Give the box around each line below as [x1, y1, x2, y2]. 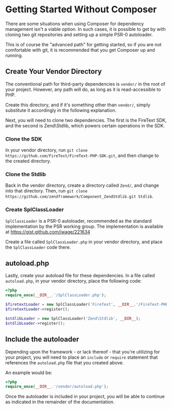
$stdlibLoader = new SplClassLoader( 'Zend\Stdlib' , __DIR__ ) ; [5, 316, 141, 321]
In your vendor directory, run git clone [5, 147, 88, 153]
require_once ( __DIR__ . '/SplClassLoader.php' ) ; [5, 293, 106, 298]
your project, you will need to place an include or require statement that [5, 354, 158, 360]
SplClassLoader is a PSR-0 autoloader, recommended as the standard [5, 218, 152, 224]
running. [5, 52, 23, 59]
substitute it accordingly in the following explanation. [5, 107, 117, 113]
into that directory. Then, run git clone [5, 188, 88, 194]
